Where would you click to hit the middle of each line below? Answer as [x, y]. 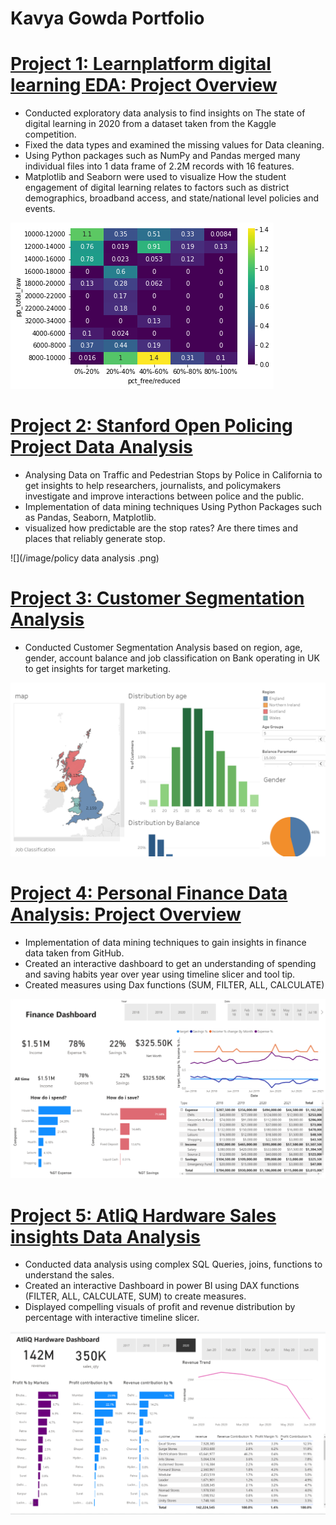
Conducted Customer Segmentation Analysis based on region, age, [163, 647]
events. [40, 209]
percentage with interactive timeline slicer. [112, 1318]
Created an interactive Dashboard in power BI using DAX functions [162, 1286]
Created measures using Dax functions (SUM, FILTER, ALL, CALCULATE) [174, 984]
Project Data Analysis [101, 447]
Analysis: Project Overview [126, 914]
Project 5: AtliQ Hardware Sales [143, 1215]
